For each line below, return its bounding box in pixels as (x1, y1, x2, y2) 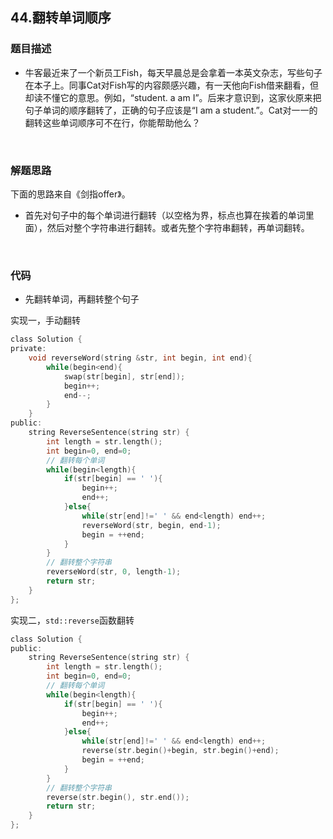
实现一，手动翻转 (10, 314, 81, 327)
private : (10, 344, 47, 354)
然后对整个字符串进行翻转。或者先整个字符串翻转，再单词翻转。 (46, 221, 310, 233)
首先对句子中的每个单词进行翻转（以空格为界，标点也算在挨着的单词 (24, 209, 306, 221)
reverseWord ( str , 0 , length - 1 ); (46, 567, 182, 577)
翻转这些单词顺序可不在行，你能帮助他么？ (24, 116, 201, 128)
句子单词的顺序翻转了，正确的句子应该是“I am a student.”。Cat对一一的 (24, 104, 318, 116)
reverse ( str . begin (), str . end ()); (46, 792, 190, 802)
